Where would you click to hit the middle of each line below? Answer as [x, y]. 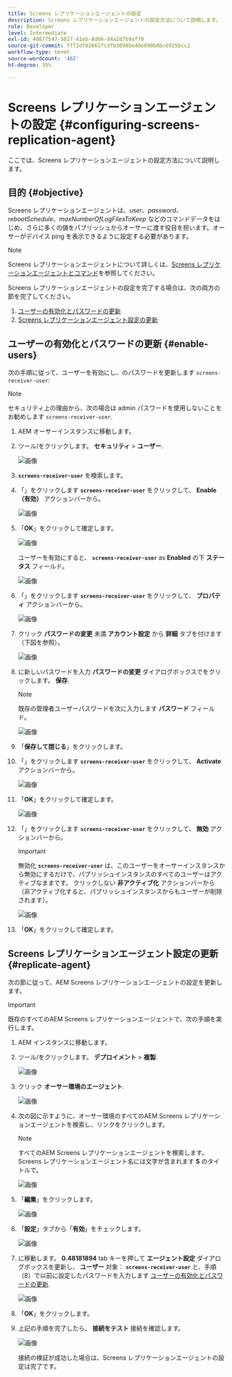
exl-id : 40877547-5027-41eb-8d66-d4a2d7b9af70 [76, 39]
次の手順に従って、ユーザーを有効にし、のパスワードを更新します [101, 373]
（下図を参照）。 [41, 642]
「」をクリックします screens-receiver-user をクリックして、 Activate [119, 761]
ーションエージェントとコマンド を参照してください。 [83, 273]
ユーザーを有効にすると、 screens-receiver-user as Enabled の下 [111, 558]
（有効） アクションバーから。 [61, 499]
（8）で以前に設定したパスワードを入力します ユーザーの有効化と [112, 1275]
